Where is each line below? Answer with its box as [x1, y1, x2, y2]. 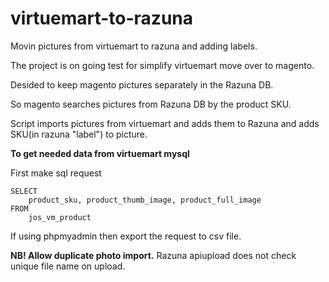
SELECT [10, 186, 38, 196]
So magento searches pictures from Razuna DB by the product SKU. [10, 98, 292, 110]
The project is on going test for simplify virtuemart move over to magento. [10, 59, 315, 71]
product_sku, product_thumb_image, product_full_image [28, 195, 262, 205]
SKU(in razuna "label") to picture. [10, 128, 148, 140]
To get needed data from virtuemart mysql [10, 147, 190, 159]
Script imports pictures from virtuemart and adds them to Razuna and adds [10, 117, 320, 129]
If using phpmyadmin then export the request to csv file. [10, 230, 242, 242]
